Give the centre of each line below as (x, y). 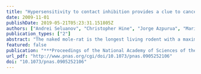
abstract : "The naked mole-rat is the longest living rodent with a (93, 39)
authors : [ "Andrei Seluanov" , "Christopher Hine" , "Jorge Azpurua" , (93, 28)
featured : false (26, 45)
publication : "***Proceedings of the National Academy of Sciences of (96, 51)
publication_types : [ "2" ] (38, 34)
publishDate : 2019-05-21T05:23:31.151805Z (60, 23)
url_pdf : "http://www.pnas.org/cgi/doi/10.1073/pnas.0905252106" (89, 56)
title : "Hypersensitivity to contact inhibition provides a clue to (93, 12)
